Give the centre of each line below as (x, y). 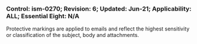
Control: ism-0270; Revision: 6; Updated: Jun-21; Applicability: (99, 9)
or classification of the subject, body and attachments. (72, 35)
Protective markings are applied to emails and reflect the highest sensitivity (98, 29)
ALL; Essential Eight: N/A (43, 16)
